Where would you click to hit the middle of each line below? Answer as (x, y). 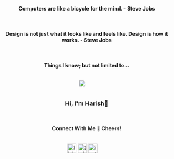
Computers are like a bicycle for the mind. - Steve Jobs (87, 8)
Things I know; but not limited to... (86, 65)
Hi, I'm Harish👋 (87, 103)
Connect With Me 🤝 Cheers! (87, 128)
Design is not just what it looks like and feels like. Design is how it (87, 33)
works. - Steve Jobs (87, 40)
